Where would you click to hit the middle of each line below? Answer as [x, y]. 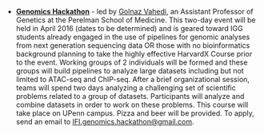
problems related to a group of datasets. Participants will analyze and [130, 96]
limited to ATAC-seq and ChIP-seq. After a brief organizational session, [133, 79]
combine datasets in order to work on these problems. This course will [132, 104]
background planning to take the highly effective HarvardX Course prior [134, 54]
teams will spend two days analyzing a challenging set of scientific [126, 88]
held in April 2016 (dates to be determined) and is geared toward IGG [129, 28]
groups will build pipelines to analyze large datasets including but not [130, 71]
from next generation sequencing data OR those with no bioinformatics [133, 45]
